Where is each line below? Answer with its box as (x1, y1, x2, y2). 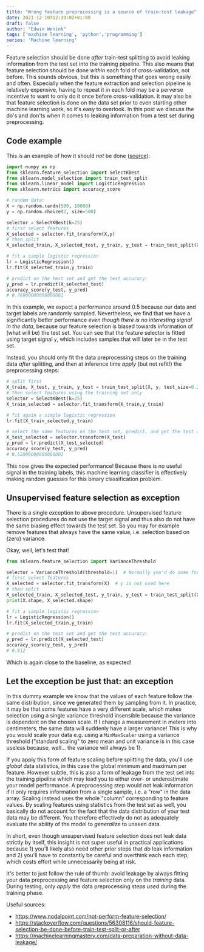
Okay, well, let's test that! (6, 546, 69, 553)
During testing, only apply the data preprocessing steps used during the (6, 882, 187, 890)
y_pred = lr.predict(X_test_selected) (6, 440, 104, 447)
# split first (6, 378, 42, 385)
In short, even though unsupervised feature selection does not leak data (6, 832, 187, 839)
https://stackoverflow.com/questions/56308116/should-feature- (15, 919, 175, 926)
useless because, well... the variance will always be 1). (6, 744, 143, 751)
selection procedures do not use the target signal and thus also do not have (6, 515, 195, 522)
